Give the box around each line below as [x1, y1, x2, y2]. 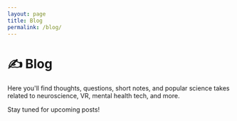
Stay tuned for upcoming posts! [7, 105, 100, 114]
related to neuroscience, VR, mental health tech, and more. [7, 92, 180, 100]
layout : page [7, 10, 46, 18]
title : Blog [7, 17, 43, 24]
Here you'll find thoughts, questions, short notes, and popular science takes [7, 84, 230, 93]
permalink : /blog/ [7, 23, 62, 31]
